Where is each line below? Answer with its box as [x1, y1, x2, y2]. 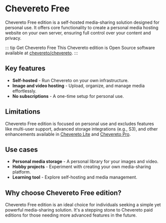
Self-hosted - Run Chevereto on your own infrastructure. [12, 77, 129, 83]
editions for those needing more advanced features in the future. [5, 212, 137, 218]
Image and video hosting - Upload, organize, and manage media [12, 83, 145, 89]
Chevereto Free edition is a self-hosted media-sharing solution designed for [5, 19, 160, 25]
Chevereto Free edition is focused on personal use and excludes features [5, 121, 154, 127]
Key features [5, 64, 45, 73]
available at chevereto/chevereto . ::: [5, 50, 78, 56]
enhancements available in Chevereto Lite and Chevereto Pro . [5, 131, 131, 137]
